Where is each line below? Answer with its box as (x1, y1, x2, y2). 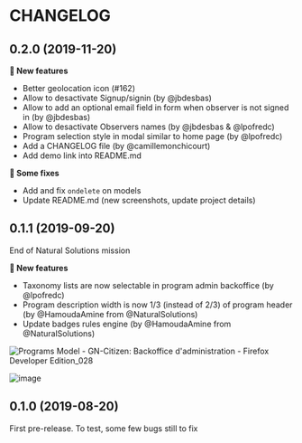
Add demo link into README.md (22, 150, 142, 161)
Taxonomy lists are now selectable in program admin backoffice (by (22, 279, 275, 290)
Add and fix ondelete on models (22, 185, 142, 195)
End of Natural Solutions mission (9, 245, 131, 256)
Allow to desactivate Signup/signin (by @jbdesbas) (22, 92, 212, 103)
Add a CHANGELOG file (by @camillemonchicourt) (22, 141, 211, 151)
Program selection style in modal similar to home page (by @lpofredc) (22, 131, 283, 141)
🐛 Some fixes (9, 168, 60, 178)
